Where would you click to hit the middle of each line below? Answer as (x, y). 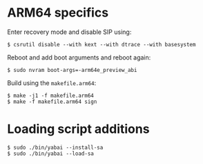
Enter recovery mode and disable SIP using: (69, 32)
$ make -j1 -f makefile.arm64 (51, 95)
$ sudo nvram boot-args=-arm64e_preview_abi (72, 70)
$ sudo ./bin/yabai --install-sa (55, 147)
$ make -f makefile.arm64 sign (52, 102)
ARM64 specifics (58, 13)
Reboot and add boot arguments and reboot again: (79, 57)
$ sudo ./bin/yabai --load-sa (51, 154)
